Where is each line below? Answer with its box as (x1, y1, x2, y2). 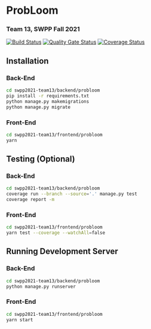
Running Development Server (6, 246, 118, 257)
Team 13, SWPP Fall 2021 (6, 25, 80, 33)
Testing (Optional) (6, 154, 76, 164)
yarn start (6, 316, 33, 323)
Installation (6, 56, 49, 66)
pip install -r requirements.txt (6, 93, 90, 99)
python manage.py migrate (6, 104, 70, 110)
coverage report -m (6, 197, 55, 203)
